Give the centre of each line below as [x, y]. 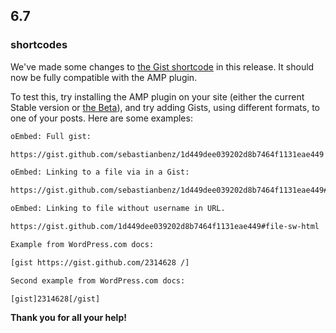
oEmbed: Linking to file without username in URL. [118, 209]
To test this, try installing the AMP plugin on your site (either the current [157, 96]
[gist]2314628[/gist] [55, 299]
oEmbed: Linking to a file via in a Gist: [100, 172]
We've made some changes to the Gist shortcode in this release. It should [162, 66]
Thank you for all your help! [68, 318]
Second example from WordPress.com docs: [98, 280]
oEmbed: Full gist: [51, 136]
